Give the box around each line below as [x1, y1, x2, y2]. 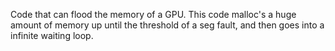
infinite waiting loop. [10, 30, 94, 41]
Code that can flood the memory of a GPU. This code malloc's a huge [10, 9, 297, 20]
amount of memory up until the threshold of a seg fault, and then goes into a [10, 19, 325, 31]
